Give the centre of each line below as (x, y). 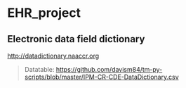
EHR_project (44, 13)
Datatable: (39, 69)
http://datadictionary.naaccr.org (53, 56)
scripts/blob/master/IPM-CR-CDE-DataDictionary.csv (101, 77)
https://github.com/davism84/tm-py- (109, 69)
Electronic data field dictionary (76, 39)
